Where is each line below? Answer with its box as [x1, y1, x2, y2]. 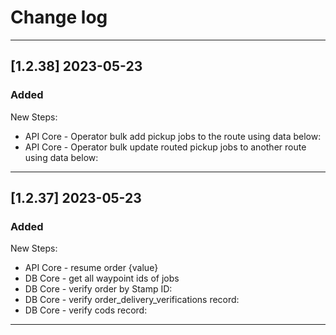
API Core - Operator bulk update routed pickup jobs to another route [24, 141, 307, 153]
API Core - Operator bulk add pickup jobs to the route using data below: [24, 130, 322, 142]
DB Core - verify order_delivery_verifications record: [24, 294, 240, 306]
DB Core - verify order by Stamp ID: [24, 283, 173, 295]
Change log [10, 6, 108, 29]
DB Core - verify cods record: [24, 304, 148, 316]
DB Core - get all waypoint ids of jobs [24, 272, 180, 285]
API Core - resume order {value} [24, 262, 159, 274]
